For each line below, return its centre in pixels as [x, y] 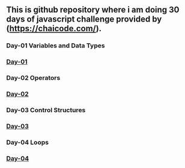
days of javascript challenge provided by [84, 19]
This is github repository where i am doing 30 [93, 10]
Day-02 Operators [33, 78]
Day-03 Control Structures [46, 110]
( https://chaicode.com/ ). [54, 28]
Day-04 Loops [28, 142]
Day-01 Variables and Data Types [56, 46]
